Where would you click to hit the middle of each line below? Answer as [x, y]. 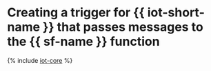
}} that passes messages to [123, 27]
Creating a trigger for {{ [76, 13]
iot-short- [176, 13]
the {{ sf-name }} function [83, 42]
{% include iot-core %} [40, 60]
